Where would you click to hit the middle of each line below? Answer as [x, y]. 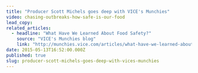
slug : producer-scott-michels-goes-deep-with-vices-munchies [83, 61]
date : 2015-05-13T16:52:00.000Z [46, 50]
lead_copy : [19, 22]
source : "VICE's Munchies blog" [56, 39]
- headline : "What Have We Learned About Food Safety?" [81, 34]
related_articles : [29, 28]
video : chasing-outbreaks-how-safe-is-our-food [66, 17]
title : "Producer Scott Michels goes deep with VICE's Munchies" [88, 11]
